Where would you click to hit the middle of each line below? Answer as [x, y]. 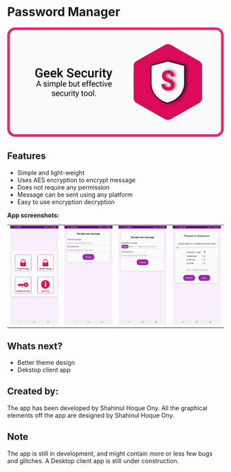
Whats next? [35, 346]
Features [26, 156]
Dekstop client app [44, 370]
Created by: [33, 391]
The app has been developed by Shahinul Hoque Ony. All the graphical [107, 408]
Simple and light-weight [51, 172]
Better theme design [46, 363]
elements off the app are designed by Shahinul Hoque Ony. [91, 415]
